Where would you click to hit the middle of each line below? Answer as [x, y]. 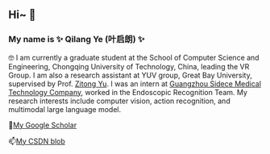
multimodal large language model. [65, 109]
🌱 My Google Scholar [43, 125]
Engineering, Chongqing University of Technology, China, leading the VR [129, 66]
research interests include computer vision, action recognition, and [120, 101]
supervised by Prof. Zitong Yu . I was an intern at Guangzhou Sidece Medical [135, 83]
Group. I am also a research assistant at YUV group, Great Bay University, [130, 75]
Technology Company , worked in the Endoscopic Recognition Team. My [128, 92]
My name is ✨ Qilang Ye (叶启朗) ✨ [77, 40]
